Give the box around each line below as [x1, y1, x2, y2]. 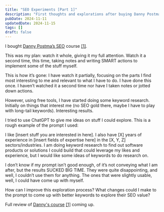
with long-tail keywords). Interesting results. [5, 108, 94, 114]
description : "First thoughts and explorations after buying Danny [5, 12, 145, 17]
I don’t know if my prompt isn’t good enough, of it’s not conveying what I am [5, 162, 158, 168]
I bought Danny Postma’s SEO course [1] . [5, 43, 87, 49]
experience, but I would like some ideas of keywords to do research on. [5, 153, 149, 158]
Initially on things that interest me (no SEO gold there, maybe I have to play [5, 103, 155, 108]
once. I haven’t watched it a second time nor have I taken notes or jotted [5, 83, 150, 88]
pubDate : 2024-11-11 [5, 16, 47, 21]
